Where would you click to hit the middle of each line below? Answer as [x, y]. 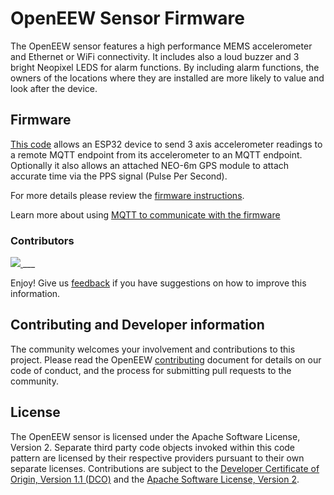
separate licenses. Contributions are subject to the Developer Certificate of [165, 468]
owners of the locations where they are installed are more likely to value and [167, 78]
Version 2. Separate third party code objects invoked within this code [153, 447]
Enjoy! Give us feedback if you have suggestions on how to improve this [158, 283]
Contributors [42, 240]
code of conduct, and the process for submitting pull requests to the [151, 370]
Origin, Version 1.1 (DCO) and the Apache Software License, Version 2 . [155, 479]
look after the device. [54, 88]
